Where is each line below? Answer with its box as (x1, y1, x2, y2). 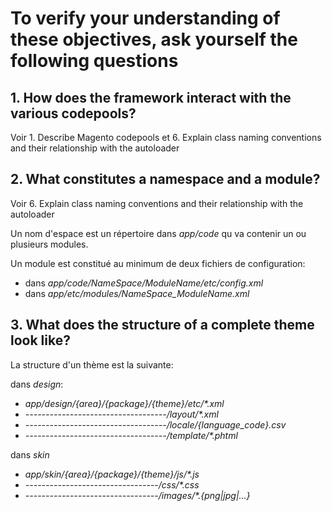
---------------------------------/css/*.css (24, 478, 200, 491)
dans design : (10, 378, 64, 390)
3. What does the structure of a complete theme (10, 317, 315, 334)
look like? (10, 332, 71, 349)
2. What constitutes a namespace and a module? (10, 171, 321, 188)
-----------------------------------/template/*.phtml (24, 429, 238, 441)
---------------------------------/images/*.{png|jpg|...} (24, 489, 251, 501)
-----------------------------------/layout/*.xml (24, 408, 219, 420)
